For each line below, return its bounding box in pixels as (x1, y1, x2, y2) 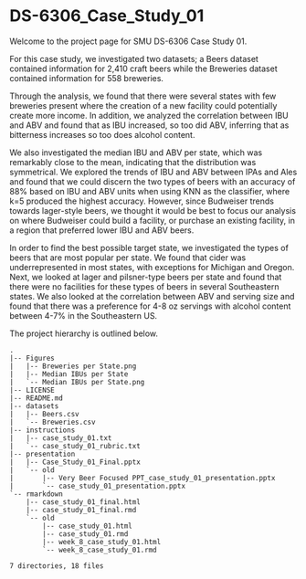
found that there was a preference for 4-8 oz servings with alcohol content (9, 300, 291, 311)
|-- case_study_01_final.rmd (26, 505, 137, 514)
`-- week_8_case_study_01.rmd (42, 545, 157, 554)
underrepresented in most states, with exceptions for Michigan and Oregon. (9, 261, 295, 272)
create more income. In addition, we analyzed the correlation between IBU (9, 110, 290, 121)
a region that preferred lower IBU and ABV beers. (9, 225, 195, 236)
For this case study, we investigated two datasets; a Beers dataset (9, 53, 259, 64)
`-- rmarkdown (9, 490, 64, 499)
